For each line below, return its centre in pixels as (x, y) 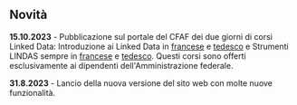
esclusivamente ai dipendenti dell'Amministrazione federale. (121, 65)
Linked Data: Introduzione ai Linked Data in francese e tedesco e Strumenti (149, 46)
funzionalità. (33, 92)
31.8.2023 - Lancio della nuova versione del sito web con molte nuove (141, 83)
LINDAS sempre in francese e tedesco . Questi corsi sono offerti (128, 56)
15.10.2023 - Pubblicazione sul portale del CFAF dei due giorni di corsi (141, 36)
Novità (29, 15)
